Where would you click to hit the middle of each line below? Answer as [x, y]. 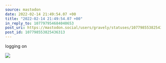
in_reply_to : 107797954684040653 [40, 23]
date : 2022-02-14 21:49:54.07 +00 [41, 14]
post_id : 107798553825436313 [35, 32]
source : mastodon [23, 10]
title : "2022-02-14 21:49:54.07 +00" [44, 19]
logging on [16, 46]
